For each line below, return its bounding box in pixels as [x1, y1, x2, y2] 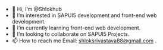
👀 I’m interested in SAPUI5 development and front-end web [11, 12, 157, 19]
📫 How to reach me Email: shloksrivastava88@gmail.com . [11, 37, 156, 44]
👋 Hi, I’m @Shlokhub [11, 6, 62, 12]
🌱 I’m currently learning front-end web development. [11, 24, 141, 31]
